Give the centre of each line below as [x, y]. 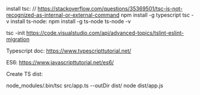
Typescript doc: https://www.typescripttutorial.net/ [69, 51]
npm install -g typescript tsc [155, 15]
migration [18, 39]
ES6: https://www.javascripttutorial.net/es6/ [60, 62]
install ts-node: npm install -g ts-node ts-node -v [71, 21]
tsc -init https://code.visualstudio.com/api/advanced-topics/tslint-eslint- [95, 33]
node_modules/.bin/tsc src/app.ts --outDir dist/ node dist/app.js [85, 85]
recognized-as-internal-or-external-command [63, 15]
